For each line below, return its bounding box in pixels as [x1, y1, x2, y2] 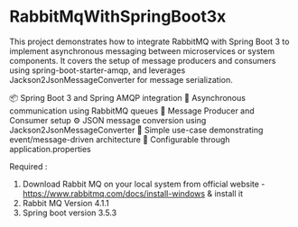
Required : [9, 160, 48, 172]
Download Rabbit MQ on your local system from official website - [22, 178, 265, 189]
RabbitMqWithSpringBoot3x [9, 6, 227, 27]
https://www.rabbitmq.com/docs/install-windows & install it [22, 187, 244, 199]
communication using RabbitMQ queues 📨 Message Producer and [9, 105, 255, 116]
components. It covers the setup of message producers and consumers [9, 55, 276, 66]
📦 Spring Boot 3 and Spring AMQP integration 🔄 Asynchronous [9, 92, 247, 103]
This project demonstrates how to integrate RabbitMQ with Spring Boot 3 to [9, 36, 290, 47]
